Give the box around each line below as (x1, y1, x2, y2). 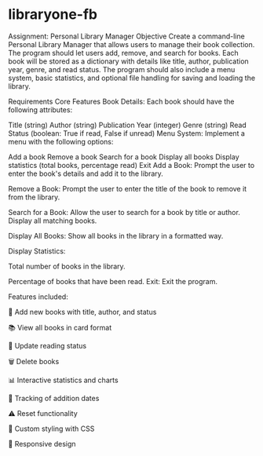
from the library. (8, 192, 60, 202)
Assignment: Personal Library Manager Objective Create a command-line (8, 31, 245, 41)
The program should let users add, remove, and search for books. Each (8, 48, 239, 57)
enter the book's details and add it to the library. (8, 169, 163, 178)
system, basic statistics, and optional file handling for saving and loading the (8, 73, 256, 82)
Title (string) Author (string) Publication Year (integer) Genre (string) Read (8, 120, 247, 130)
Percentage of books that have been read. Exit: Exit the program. (8, 276, 218, 286)
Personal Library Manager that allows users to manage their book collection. (8, 39, 255, 49)
